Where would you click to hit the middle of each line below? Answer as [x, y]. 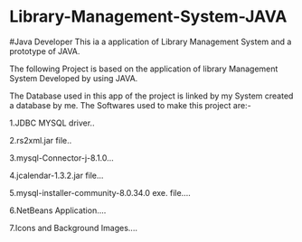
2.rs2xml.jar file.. [41, 140]
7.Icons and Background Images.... [74, 228]
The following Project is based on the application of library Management [144, 69]
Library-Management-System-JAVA [148, 17]
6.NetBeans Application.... [58, 210]
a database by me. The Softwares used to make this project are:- [130, 105]
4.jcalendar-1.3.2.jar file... [57, 175]
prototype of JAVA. [45, 51]
